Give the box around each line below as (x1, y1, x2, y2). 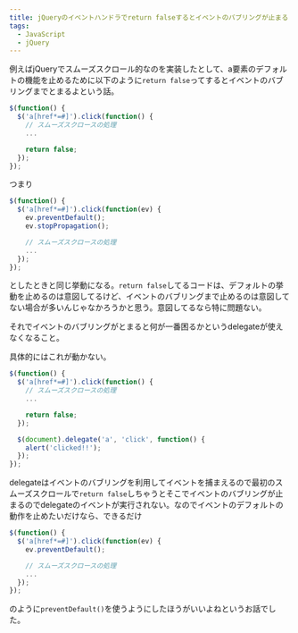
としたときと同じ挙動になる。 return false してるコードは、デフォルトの (9, 280, 277, 291)
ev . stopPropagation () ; (25, 222, 110, 231)
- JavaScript (17, 30, 66, 38)
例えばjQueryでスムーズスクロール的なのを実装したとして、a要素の (9, 63, 256, 74)
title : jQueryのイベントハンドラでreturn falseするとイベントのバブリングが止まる (9, 13, 289, 22)
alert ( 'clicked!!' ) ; (25, 443, 102, 452)
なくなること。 (9, 333, 64, 343)
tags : (9, 21, 29, 30)
